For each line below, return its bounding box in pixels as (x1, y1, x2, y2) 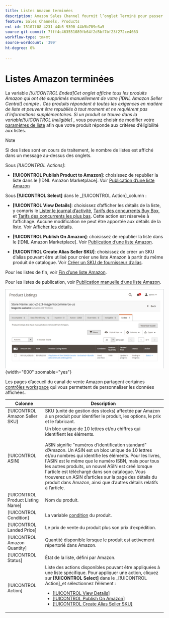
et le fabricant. (45, 419, 75, 425)
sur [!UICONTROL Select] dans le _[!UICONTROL (45, 575, 147, 581)
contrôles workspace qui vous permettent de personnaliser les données (5, 384, 154, 390)
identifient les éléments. (45, 431, 95, 437)
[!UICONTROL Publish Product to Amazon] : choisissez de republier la (12, 172, 158, 178)
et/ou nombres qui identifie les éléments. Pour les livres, (45, 452, 161, 458)
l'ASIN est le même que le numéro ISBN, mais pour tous (45, 457, 159, 464)
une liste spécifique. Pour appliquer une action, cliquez (45, 570, 158, 576)
